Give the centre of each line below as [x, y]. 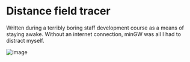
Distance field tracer [58, 11]
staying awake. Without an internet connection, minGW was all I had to [94, 34]
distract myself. [25, 40]
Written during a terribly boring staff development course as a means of [95, 28]
